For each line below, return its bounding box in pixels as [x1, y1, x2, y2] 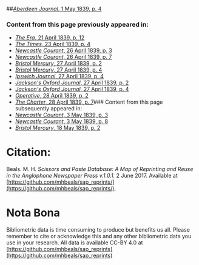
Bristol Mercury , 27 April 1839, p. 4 [15, 66, 103, 73]
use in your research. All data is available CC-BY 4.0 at [6, 239, 143, 246]
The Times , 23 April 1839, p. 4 [15, 41, 91, 48]
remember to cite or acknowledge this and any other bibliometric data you [6, 233, 192, 240]
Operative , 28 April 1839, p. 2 [15, 92, 89, 99]
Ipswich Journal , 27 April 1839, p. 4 [15, 73, 104, 80]
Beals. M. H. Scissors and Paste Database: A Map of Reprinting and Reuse [6, 166, 194, 173]
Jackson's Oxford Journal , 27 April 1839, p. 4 [15, 86, 129, 93]
